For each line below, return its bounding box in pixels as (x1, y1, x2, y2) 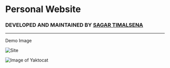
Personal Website (5, 4, 81, 15)
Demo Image (5, 38, 32, 44)
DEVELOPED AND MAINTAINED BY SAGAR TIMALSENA (5, 22, 143, 29)
